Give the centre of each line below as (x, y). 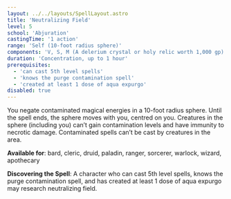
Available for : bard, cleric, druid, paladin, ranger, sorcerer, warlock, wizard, (114, 153)
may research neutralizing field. (52, 189)
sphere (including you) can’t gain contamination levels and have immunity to (116, 125)
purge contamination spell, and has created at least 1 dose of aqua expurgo (114, 181)
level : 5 (20, 26)
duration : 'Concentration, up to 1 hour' (68, 59)
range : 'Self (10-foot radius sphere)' (65, 46)
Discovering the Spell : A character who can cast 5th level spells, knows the (115, 174)
